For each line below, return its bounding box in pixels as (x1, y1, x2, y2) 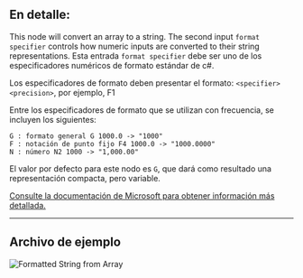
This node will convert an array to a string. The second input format (9, 31, 260, 42)
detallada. (9, 199, 47, 210)
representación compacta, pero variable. (9, 172, 161, 183)
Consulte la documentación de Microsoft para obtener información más (9, 190, 275, 201)
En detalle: (9, 7, 70, 23)
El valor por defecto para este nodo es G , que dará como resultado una (9, 162, 272, 174)
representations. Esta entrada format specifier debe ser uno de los (9, 50, 262, 61)
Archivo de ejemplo (9, 235, 122, 250)
